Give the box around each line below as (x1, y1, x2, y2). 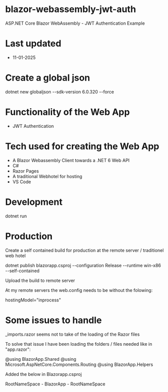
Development (5, 196, 63, 207)
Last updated (5, 38, 61, 49)
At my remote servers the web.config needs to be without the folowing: (5, 287, 153, 293)
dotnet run (5, 213, 27, 219)
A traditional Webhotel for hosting (12, 173, 82, 179)
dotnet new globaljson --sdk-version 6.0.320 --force (5, 89, 114, 95)
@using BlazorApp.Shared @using (5, 356, 76, 362)
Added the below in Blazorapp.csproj (5, 371, 82, 377)
